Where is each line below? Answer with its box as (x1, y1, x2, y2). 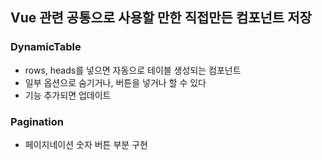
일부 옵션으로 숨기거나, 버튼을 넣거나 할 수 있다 (24, 76, 207, 88)
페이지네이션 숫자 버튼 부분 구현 (24, 138, 148, 150)
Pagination (10, 114, 64, 128)
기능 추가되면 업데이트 (24, 89, 112, 101)
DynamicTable (10, 40, 82, 54)
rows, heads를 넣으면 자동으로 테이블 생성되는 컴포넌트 (24, 64, 242, 76)
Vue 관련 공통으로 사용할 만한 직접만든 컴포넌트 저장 (10, 9, 312, 27)
